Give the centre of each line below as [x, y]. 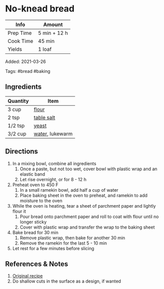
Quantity [18, 101]
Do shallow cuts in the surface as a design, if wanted [67, 281]
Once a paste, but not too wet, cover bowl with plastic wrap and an [88, 169]
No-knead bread [40, 9]
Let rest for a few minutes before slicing [53, 248]
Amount [53, 24]
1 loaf [45, 49]
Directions [22, 151]
